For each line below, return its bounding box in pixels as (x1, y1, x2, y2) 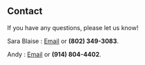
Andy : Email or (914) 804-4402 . (7, 50, 101, 58)
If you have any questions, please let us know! (7, 23, 139, 31)
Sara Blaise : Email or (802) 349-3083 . (7, 37, 119, 45)
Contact (7, 5, 43, 17)
